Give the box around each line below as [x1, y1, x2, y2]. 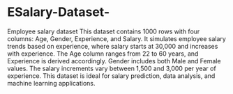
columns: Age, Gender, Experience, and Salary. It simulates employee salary [7, 34, 227, 42]
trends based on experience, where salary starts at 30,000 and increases [7, 42, 218, 50]
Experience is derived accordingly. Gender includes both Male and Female [7, 56, 221, 65]
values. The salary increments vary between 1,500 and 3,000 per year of [7, 64, 216, 72]
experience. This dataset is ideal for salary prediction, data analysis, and [7, 71, 216, 80]
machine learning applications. [7, 79, 96, 87]
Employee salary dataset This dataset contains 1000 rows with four [7, 27, 200, 36]
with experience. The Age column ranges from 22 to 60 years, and [7, 49, 199, 58]
